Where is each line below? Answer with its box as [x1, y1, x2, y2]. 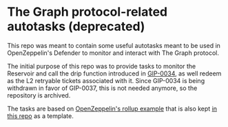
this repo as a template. [7, 111, 74, 120]
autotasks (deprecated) [7, 19, 145, 34]
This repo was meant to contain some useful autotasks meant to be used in [7, 41, 220, 49]
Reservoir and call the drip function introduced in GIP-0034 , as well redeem [7, 69, 222, 78]
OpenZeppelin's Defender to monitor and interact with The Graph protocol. [7, 49, 219, 57]
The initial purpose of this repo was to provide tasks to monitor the [7, 62, 196, 70]
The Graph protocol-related [7, 4, 168, 20]
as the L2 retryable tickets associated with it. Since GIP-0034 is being [7, 76, 205, 84]
